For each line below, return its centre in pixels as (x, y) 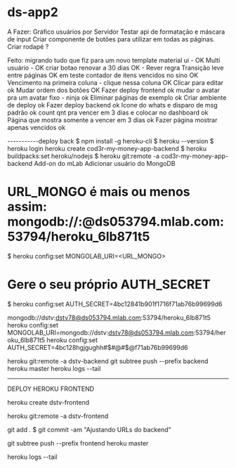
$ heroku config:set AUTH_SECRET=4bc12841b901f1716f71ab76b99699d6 (115, 304)
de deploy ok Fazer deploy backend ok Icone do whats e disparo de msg (112, 105)
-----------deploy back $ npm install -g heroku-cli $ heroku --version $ (111, 141)
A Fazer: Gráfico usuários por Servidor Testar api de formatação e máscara (116, 32)
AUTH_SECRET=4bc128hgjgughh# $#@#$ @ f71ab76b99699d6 (98, 347)
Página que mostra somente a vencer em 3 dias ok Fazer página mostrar (112, 119)
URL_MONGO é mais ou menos (99, 192)
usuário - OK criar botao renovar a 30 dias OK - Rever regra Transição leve (116, 67)
